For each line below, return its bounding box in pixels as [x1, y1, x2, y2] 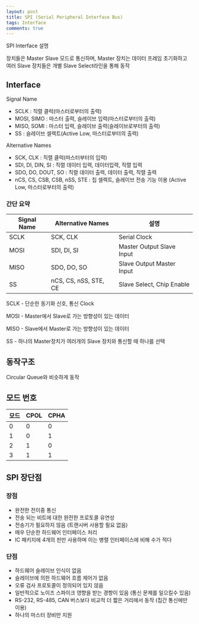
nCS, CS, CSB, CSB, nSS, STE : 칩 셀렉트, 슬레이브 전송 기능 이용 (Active [14, 176, 187, 184]
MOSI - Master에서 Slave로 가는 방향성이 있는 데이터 [6, 312, 129, 320]
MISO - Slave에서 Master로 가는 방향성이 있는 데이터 [6, 325, 129, 332]
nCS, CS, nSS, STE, [51, 277, 105, 285]
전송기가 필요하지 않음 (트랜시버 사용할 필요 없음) [14, 521, 129, 528]
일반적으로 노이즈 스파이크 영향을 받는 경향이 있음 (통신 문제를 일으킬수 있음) [14, 589, 191, 596]
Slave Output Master [118, 260, 176, 268]
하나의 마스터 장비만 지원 [14, 611, 72, 618]
